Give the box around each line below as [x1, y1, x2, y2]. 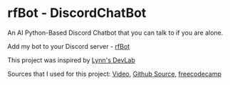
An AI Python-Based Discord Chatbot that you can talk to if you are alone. [7, 28, 224, 37]
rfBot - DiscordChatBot [7, 5, 147, 21]
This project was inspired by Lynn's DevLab [7, 55, 135, 64]
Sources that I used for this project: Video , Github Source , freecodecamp [7, 69, 222, 78]
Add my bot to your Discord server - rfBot [7, 42, 130, 50]
